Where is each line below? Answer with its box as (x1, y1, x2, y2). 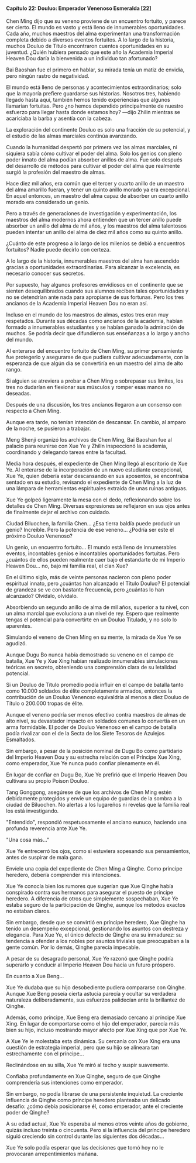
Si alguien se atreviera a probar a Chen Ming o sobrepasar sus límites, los (6, 377, 184, 384)
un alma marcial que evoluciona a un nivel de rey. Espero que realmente (6, 610, 180, 617)
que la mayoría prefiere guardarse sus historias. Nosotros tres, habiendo (6, 90, 181, 97)
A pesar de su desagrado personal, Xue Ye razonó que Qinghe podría (6, 955, 174, 962)
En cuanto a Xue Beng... (6, 973, 64, 980)
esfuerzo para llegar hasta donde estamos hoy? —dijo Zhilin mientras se (6, 109, 180, 116)
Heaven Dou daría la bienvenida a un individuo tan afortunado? (6, 55, 158, 62)
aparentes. (6, 622, 32, 629)
